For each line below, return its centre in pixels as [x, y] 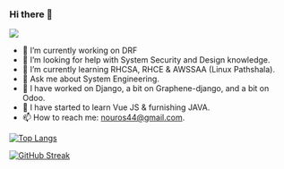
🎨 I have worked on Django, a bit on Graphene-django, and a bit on [146, 89]
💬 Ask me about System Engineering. [90, 79]
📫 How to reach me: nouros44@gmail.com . [103, 118]
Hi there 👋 [31, 14]
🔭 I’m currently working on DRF [80, 51]
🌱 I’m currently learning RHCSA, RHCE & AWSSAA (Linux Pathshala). [149, 70]
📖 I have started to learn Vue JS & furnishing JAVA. [116, 107]
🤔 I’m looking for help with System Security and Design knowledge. [146, 60]
